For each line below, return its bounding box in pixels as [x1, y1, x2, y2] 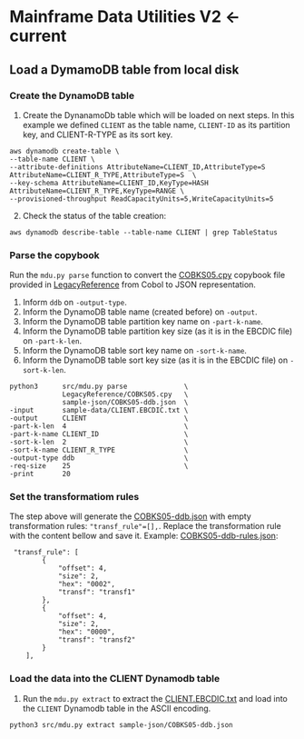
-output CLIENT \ [9, 414, 189, 424]
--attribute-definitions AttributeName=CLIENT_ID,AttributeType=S [9, 162, 266, 172]
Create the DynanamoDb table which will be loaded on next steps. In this [22, 109, 295, 120]
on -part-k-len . [22, 335, 83, 346]
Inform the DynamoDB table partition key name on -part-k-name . [22, 316, 263, 327]
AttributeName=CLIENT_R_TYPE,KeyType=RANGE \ [9, 186, 184, 195]
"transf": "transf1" [57, 588, 136, 597]
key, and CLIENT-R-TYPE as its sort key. [22, 129, 173, 140]
